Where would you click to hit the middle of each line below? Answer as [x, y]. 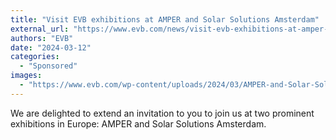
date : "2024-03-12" [51, 47]
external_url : [40, 29]
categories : [35, 57]
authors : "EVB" [42, 38]
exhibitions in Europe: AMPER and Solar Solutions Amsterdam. [138, 123]
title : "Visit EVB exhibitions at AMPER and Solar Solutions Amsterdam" [165, 19]
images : [26, 76]
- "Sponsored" [48, 66]
